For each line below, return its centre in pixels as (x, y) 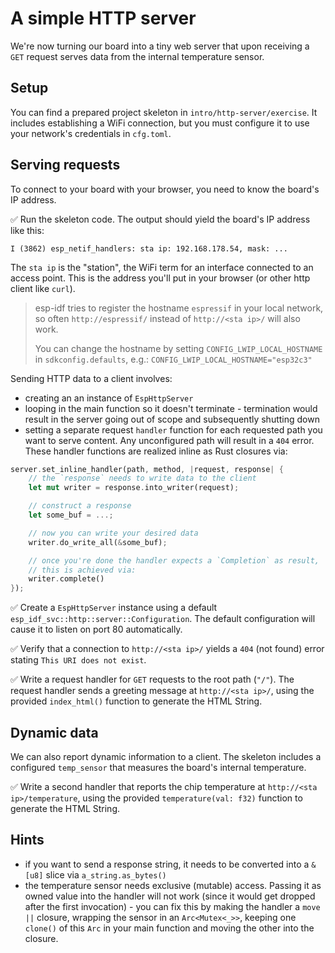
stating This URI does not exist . (78, 660)
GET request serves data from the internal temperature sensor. (137, 56)
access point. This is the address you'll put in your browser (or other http (160, 278)
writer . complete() (66, 579)
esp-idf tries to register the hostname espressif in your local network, (179, 308)
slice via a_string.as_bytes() (106, 874)
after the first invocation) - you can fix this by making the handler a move (172, 906)
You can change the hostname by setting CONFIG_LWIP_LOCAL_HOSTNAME (178, 348)
